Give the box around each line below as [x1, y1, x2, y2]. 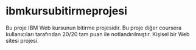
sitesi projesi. [5, 37, 39, 44]
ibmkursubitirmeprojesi [5, 4, 127, 18]
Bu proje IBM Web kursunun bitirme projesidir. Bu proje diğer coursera [5, 24, 182, 31]
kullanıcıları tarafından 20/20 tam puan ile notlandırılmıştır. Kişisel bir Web [5, 30, 190, 37]
